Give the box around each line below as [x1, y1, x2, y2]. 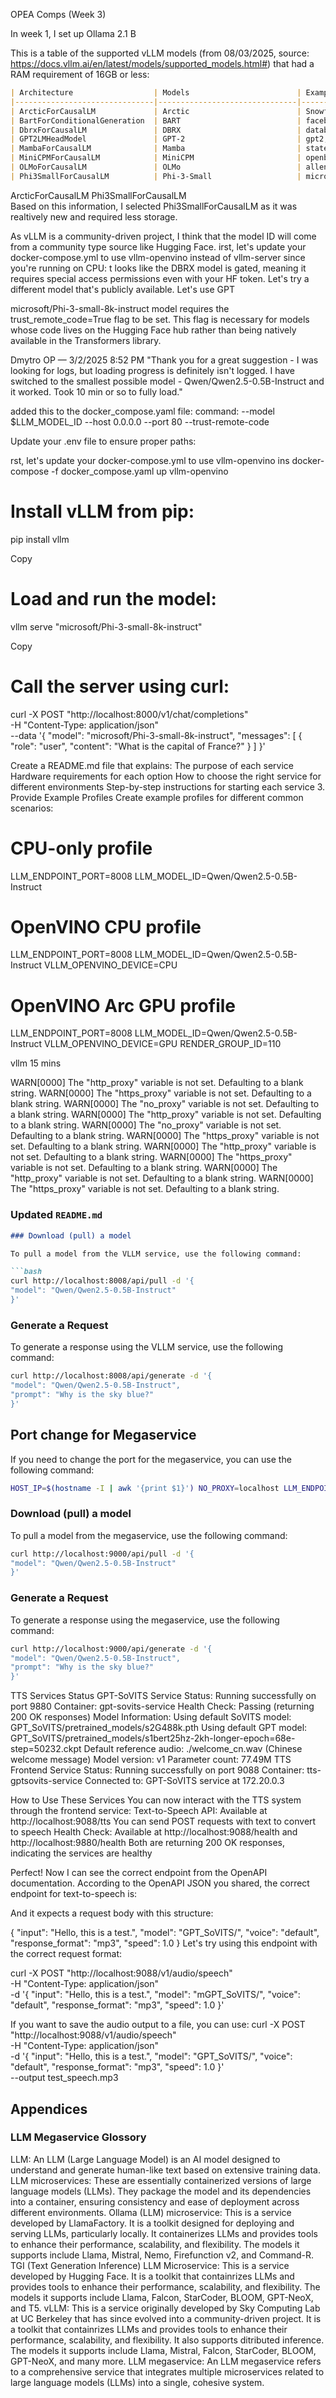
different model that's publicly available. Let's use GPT [10, 283, 235, 295]
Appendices [10, 2100, 88, 2118]
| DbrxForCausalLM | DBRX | [10, 125, 302, 135]
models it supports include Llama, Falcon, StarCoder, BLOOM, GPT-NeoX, [10, 2291, 314, 2303]
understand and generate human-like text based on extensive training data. [10, 2164, 321, 2176]
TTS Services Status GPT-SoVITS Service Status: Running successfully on [10, 1690, 317, 1702]
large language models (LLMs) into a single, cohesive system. [10, 2376, 265, 2388]
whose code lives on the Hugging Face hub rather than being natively [10, 324, 297, 336]
